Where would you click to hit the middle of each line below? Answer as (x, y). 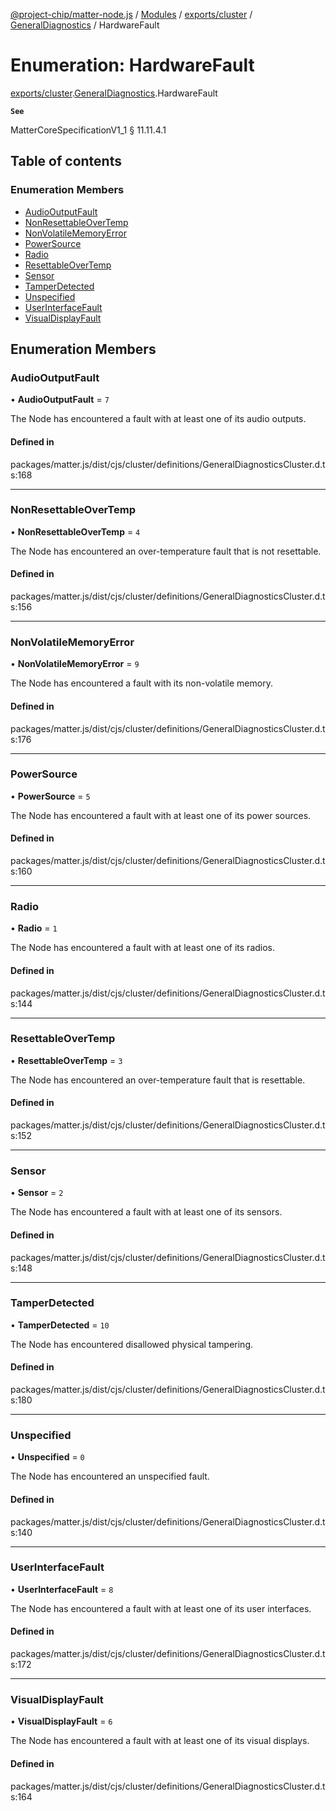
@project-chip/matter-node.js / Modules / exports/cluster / (131, 14)
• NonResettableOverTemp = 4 (75, 531)
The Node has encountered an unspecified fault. (110, 1476)
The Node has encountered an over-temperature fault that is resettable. (158, 1080)
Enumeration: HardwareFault (132, 65)
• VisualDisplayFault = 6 (61, 1721)
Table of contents (66, 161)
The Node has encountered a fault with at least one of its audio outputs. (158, 419)
